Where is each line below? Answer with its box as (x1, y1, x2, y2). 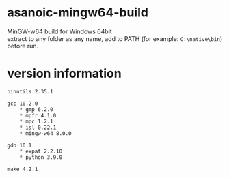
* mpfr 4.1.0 (19, 112, 57, 119)
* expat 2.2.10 (19, 148, 63, 155)
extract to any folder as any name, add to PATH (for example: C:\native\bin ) (7, 34, 223, 42)
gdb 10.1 (7, 142, 32, 149)
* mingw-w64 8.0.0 (19, 130, 72, 137)
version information (7, 66, 122, 81)
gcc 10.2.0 (7, 100, 38, 107)
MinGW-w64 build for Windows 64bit (7, 27, 113, 35)
